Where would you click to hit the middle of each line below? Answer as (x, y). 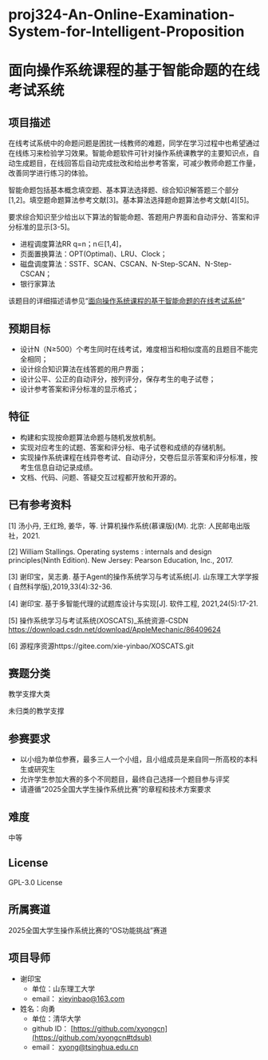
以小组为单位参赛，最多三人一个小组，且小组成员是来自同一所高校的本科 (138, 759)
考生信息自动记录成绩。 (58, 467)
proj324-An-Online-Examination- (122, 15)
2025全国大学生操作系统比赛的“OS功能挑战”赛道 (88, 930)
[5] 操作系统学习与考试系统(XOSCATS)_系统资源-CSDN (99, 620)
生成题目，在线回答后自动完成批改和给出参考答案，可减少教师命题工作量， (137, 163)
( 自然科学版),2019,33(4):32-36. (61, 586)
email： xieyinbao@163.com (78, 999)
